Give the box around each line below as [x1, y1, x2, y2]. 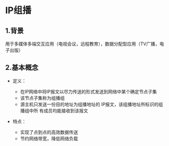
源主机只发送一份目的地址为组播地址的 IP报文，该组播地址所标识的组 [20, 101, 163, 107]
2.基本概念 [5, 63, 39, 72]
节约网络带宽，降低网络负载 [20, 135, 78, 141]
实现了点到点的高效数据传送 [20, 129, 78, 135]
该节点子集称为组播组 [20, 95, 65, 101]
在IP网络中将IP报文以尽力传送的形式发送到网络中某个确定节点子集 [20, 88, 157, 94]
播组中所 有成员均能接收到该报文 [20, 107, 89, 114]
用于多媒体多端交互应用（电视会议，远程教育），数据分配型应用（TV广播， [5, 41, 160, 47]
